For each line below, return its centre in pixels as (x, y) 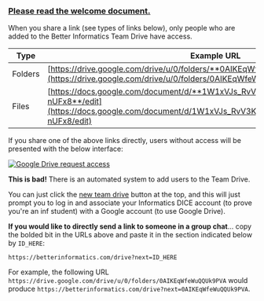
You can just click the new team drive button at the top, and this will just (125, 195)
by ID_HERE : (27, 243)
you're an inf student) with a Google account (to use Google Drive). (117, 211)
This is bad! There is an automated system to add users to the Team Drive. (129, 179)
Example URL (215, 56)
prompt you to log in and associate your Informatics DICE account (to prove (130, 203)
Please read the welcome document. (79, 11)
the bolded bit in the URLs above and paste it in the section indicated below (130, 235)
